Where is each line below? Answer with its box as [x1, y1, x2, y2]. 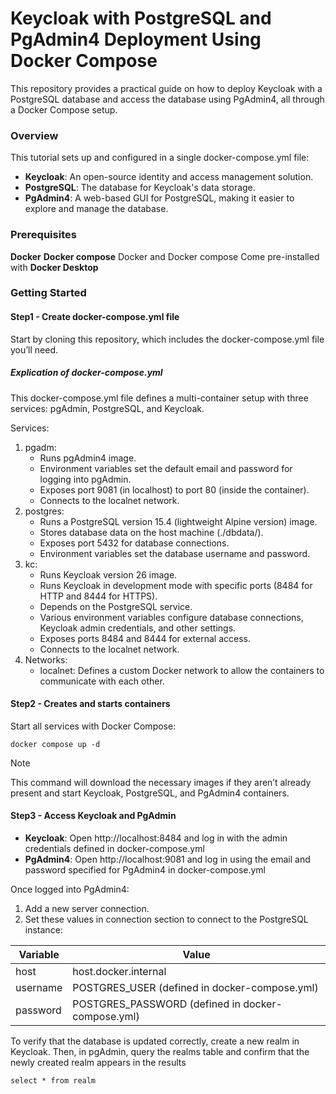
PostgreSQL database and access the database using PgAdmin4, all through [10, 93, 325, 105]
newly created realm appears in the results [10, 1057, 187, 1069]
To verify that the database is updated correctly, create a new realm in [10, 1035, 300, 1047]
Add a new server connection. [24, 903, 150, 915]
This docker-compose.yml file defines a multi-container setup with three [10, 392, 309, 404]
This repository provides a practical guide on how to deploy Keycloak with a [10, 82, 323, 94]
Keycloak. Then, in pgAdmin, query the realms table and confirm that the [10, 1046, 310, 1058]
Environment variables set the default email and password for [39, 462, 293, 474]
